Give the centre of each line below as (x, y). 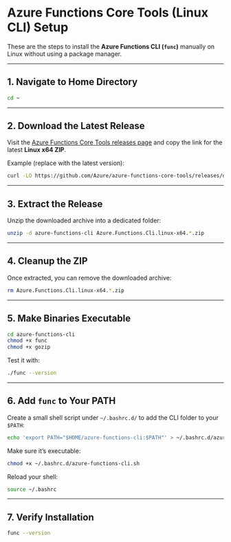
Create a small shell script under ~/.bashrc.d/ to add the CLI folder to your (113, 417)
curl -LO (20, 176)
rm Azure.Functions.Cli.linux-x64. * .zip (66, 290)
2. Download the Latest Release (76, 126)
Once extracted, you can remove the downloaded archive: (89, 278)
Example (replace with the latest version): (66, 163)
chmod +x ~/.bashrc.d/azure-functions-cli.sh (73, 463)
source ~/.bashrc (32, 489)
